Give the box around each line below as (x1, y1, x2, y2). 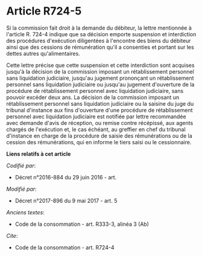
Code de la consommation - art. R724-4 (14, 243, 115, 251)
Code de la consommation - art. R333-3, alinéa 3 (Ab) (14, 220, 150, 228)
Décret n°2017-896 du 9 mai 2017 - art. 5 (14, 197, 118, 204)
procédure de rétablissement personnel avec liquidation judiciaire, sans (6, 87, 184, 94)
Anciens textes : (6, 208, 45, 216)
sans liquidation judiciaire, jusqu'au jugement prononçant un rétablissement (6, 74, 194, 82)
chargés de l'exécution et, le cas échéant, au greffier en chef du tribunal (6, 126, 186, 133)
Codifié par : (6, 162, 36, 169)
